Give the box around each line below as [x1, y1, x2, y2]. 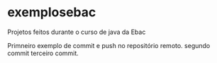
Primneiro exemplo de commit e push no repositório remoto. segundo [7, 41, 211, 50]
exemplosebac [7, 4, 96, 21]
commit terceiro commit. [7, 49, 79, 57]
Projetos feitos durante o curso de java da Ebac [7, 28, 146, 36]
